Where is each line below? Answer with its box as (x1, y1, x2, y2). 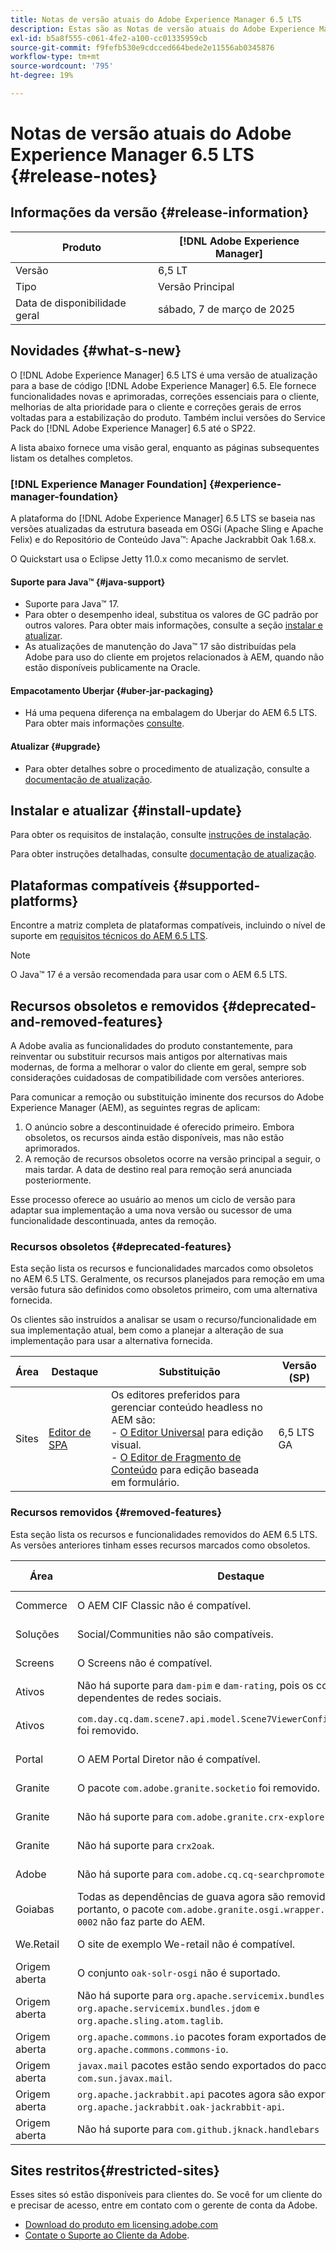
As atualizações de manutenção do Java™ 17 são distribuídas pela (24, 641, 297, 653)
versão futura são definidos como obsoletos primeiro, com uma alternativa (10, 1284, 318, 1296)
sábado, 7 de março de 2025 (158, 302, 296, 316)
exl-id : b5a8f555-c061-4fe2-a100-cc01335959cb (10, 33, 208, 43)
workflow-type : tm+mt (10, 52, 101, 62)
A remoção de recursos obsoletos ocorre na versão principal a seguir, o (24, 1153, 321, 1165)
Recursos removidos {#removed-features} (10, 1506, 223, 1520)
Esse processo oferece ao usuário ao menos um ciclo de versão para (10, 1194, 296, 1206)
